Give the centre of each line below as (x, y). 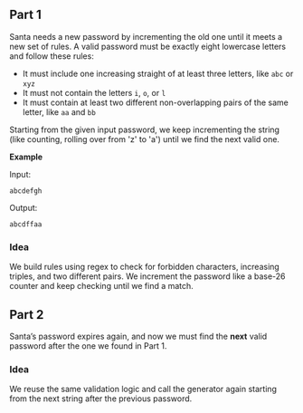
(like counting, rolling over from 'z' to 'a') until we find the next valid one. (145, 139)
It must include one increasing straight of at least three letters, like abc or (158, 73)
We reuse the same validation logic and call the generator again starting (143, 389)
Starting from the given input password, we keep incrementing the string (145, 130)
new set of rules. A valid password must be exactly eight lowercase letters (148, 46)
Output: (24, 207)
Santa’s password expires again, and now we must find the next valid (138, 336)
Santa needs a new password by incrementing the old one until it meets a (146, 36)
